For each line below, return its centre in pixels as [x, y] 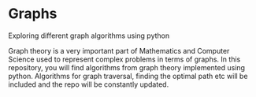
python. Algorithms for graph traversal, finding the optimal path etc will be [128, 76]
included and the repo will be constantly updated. [89, 84]
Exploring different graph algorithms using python [89, 35]
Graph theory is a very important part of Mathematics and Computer [119, 50]
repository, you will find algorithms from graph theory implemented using [127, 67]
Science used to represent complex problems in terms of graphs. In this [124, 59]
